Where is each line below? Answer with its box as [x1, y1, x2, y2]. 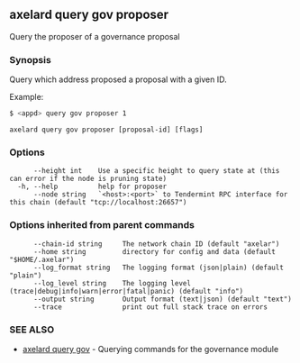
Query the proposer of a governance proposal [9, 31, 180, 41]
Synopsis [9, 53, 51, 66]
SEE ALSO [9, 323, 55, 336]
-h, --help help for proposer [17, 182, 168, 192]
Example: [9, 92, 44, 103]
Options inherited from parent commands [9, 219, 195, 231]
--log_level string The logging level [32, 278, 192, 287]
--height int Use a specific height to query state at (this [32, 167, 280, 176]
